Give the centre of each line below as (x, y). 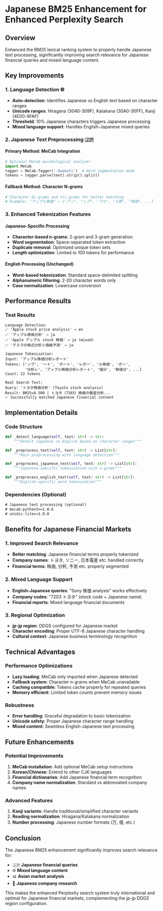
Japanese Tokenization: (29, 354)
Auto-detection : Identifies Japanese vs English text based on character (85, 100)
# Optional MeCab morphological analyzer (48, 161)
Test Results (20, 315)
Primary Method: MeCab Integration (43, 151)
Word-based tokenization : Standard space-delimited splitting (75, 275)
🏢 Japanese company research (45, 883)
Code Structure (24, 426)
